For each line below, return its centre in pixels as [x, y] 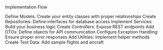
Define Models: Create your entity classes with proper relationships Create [81, 16]
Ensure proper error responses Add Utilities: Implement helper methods [77, 37]
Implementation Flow [26, 7]
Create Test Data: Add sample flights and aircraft [54, 42]
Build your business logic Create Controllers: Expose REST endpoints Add [80, 27]
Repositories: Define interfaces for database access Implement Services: [79, 22]
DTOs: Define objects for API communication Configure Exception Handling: [82, 32]
